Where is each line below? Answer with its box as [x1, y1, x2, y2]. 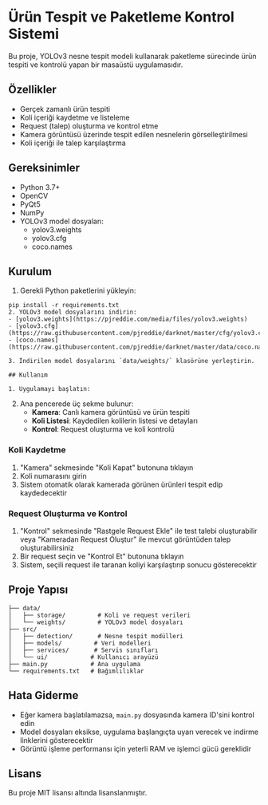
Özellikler [8, 83, 57, 97]
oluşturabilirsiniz [19, 543, 74, 552]
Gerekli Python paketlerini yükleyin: [19, 286, 136, 295]
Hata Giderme [8, 689, 79, 702]
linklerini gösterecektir [19, 735, 93, 745]
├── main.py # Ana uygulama [8, 660, 141, 668]
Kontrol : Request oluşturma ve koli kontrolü [31, 424, 175, 434]
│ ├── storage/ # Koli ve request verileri [8, 611, 191, 619]
